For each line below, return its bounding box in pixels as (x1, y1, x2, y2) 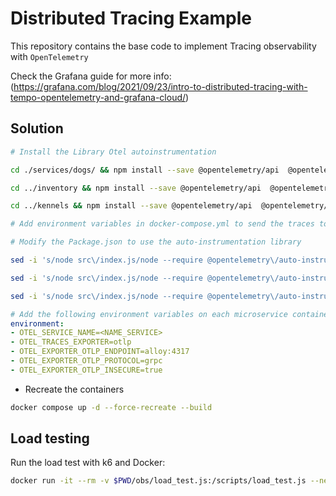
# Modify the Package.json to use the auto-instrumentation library (10, 237, 302, 247)
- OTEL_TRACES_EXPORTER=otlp (10, 337, 132, 347)
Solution (10, 120, 64, 137)
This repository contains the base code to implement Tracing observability (10, 40, 317, 52)
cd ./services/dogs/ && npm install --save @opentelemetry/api (10, 165, 280, 175)
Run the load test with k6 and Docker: (10, 457, 166, 469)
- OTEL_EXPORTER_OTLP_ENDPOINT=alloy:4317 (10, 347, 190, 357)
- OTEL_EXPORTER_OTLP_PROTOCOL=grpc (10, 356, 163, 366)
